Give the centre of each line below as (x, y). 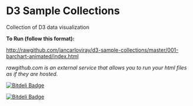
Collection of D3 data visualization (48, 27)
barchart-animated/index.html (42, 56)
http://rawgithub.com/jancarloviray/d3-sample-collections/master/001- (92, 50)
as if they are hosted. (32, 74)
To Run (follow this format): (40, 38)
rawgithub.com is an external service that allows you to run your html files (97, 67)
